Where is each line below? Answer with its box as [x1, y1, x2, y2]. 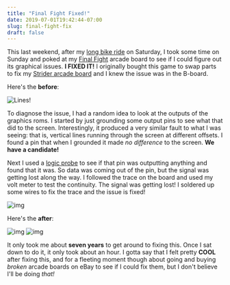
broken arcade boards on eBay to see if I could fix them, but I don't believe [7, 262, 218, 271]
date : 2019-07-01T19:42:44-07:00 [7, 16, 103, 23]
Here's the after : [7, 215, 54, 223]
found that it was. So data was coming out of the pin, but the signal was [7, 166, 209, 174]
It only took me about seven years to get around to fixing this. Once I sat [7, 241, 212, 249]
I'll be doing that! [7, 270, 55, 278]
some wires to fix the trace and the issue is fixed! [7, 188, 146, 196]
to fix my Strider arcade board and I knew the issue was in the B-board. [7, 70, 209, 78]
